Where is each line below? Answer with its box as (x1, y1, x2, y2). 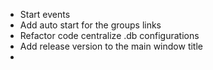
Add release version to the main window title (19, 40, 203, 52)
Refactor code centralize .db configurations (19, 30, 200, 41)
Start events (19, 9, 71, 20)
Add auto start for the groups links (19, 19, 162, 31)
